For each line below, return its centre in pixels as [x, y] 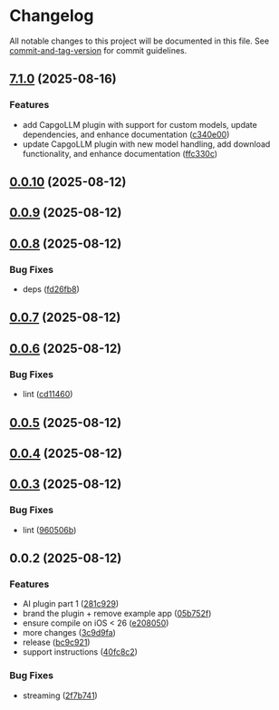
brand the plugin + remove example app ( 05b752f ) [117, 614]
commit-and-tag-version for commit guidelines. [98, 50]
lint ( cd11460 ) [48, 394]
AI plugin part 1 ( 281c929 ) [71, 604]
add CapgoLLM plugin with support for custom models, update [140, 124]
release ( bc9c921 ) [56, 642]
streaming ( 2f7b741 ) [60, 695]
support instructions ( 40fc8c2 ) [80, 652]
